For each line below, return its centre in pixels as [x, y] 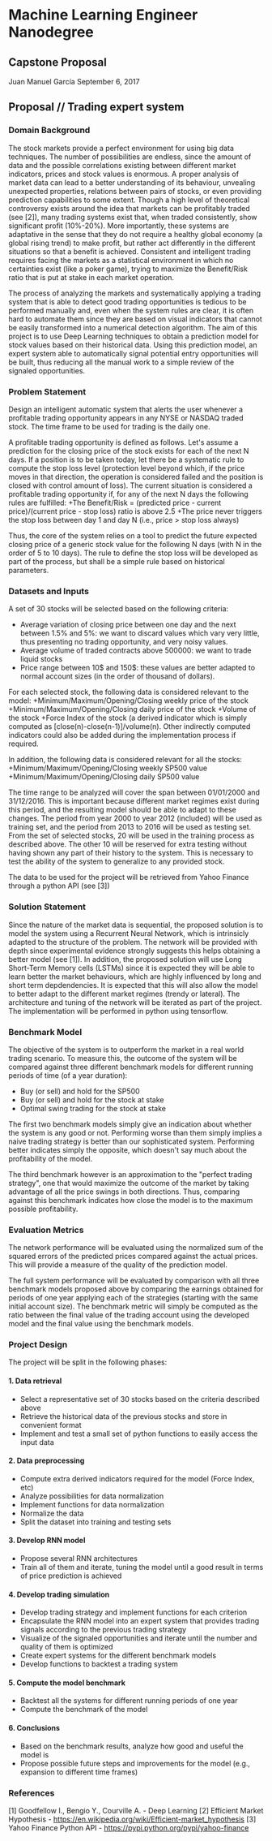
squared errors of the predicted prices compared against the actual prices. [133, 1257]
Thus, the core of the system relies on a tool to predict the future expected [133, 535]
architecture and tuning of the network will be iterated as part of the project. [135, 1002]
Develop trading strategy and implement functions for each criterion [134, 1612]
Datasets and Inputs [49, 591]
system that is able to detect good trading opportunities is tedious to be [127, 301]
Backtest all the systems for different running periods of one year [129, 1701]
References [32, 1793]
